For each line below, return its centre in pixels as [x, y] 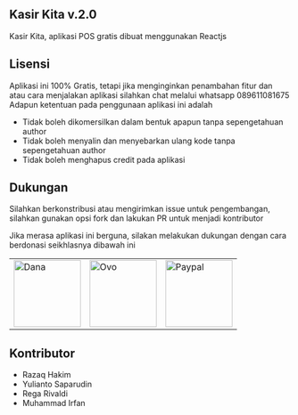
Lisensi [30, 65]
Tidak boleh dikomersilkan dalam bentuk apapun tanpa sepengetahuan [153, 122]
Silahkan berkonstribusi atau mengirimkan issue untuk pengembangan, [140, 209]
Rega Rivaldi [45, 394]
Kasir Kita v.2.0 [53, 15]
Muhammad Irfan [54, 403]
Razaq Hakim [46, 375]
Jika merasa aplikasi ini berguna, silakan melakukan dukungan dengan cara [148, 236]
